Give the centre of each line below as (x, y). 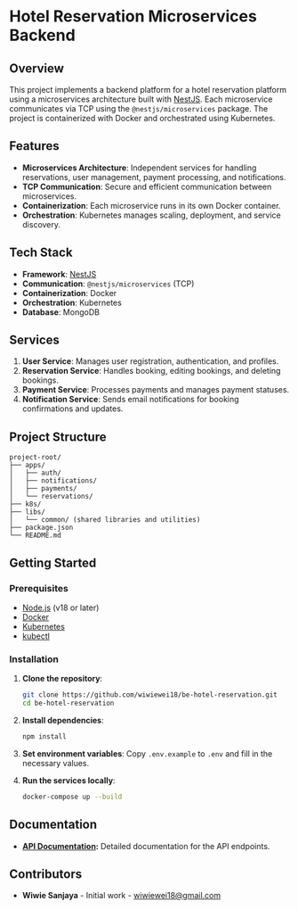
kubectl (36, 636)
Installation (34, 659)
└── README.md (36, 536)
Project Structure (58, 437)
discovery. (41, 224)
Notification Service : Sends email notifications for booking (130, 400)
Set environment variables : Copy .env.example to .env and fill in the (147, 753)
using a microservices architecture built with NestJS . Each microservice (141, 99)
